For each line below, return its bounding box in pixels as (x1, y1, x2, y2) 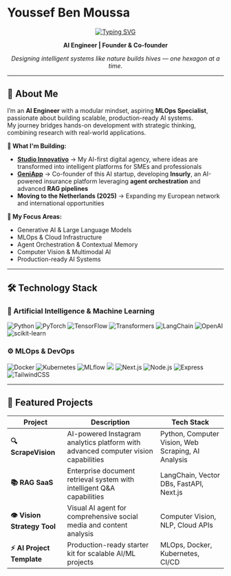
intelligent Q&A (67, 483, 115, 493)
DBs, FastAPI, (160, 479, 204, 488)
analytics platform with (67, 438, 141, 447)
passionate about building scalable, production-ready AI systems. (7, 114, 194, 122)
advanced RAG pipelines (16, 184, 89, 192)
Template (10, 555, 43, 564)
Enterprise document (67, 466, 135, 475)
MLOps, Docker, (160, 539, 212, 549)
